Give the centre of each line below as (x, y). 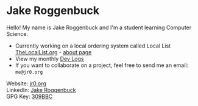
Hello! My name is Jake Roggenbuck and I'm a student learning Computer (99, 27)
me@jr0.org (29, 72)
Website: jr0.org (27, 83)
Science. (17, 34)
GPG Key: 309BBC (30, 96)
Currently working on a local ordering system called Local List (93, 46)
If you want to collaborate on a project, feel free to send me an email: (102, 65)
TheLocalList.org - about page (53, 52)
